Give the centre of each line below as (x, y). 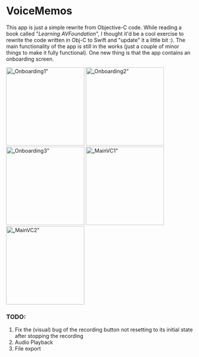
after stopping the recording (49, 336)
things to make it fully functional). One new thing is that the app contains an (98, 52)
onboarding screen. (30, 59)
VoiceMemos (39, 11)
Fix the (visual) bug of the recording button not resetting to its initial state (104, 330)
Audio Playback (34, 342)
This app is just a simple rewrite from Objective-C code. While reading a (94, 27)
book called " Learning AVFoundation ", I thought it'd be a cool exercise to (95, 33)
